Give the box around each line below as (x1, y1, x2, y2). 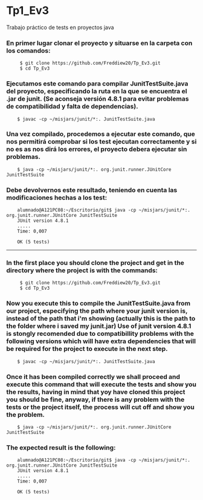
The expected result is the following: (6, 443, 116, 452)
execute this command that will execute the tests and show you (6, 380, 196, 388)
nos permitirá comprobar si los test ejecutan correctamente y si (6, 138, 197, 146)
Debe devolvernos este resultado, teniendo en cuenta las (6, 185, 178, 194)
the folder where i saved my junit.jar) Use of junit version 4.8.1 (6, 322, 192, 330)
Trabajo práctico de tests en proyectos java (6, 24, 114, 31)
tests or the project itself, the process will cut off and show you (6, 402, 195, 411)
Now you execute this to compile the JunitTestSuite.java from (6, 299, 191, 308)
